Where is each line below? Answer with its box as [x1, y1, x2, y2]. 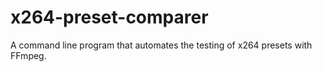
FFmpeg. [10, 49, 47, 61]
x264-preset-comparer [10, 6, 209, 29]
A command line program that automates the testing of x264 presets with [10, 39, 313, 51]
